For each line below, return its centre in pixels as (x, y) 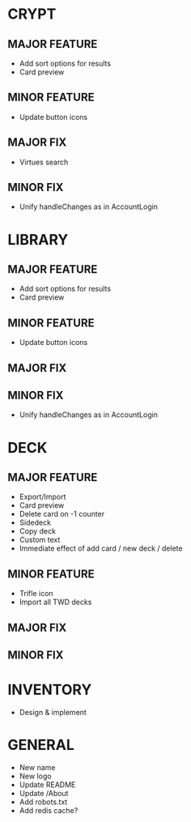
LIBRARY (38, 239)
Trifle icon (36, 594)
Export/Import (42, 497)
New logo (35, 776)
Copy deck (37, 531)
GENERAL (41, 745)
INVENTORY (50, 690)
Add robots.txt (43, 802)
